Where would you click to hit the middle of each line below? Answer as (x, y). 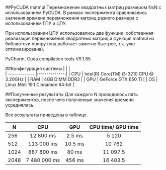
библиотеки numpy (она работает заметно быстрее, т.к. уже (70, 44)
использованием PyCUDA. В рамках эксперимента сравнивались (76, 13)
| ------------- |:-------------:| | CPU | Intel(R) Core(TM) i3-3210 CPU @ (79, 74)
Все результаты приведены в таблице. (47, 115)
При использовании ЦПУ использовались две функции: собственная (79, 33)
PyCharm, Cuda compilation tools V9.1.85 (48, 59)
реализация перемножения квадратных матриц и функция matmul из (80, 38)
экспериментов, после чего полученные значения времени (70, 100)
